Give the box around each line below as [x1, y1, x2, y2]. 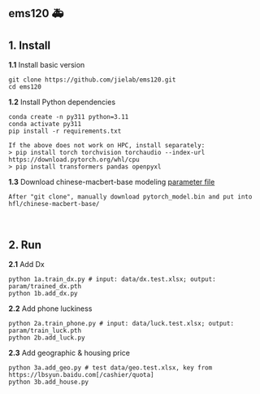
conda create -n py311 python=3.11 [8, 113, 129, 121]
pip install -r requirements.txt [8, 127, 122, 136]
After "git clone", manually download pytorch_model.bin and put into [8, 193, 253, 201]
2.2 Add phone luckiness [8, 304, 93, 313]
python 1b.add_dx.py [8, 290, 79, 298]
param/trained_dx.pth [8, 282, 82, 291]
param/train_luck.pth [8, 326, 82, 335]
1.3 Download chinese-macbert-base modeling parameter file [8, 177, 215, 187]
